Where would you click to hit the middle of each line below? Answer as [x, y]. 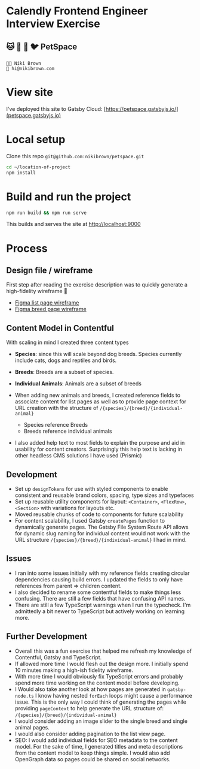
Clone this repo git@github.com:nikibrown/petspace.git [75, 156]
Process [27, 248]
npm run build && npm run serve [46, 213]
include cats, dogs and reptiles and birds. [66, 360]
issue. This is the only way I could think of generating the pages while [101, 702]
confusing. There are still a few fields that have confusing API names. [100, 598]
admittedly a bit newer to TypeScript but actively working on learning [100, 611]
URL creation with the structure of [56, 408]
